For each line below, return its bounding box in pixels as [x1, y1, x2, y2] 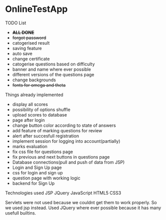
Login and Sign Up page [12, 165, 62, 170]
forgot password [12, 35, 47, 41]
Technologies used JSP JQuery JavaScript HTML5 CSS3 [5, 190, 121, 196]
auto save [12, 51, 33, 56]
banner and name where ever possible [12, 66, 91, 72]
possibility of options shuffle [12, 107, 71, 112]
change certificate [12, 55, 50, 61]
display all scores [12, 101, 48, 107]
